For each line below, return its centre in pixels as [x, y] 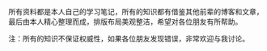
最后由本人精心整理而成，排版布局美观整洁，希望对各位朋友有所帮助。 [125, 22]
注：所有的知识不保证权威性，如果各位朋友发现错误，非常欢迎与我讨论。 [129, 39]
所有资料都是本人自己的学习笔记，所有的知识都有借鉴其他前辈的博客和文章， [136, 12]
